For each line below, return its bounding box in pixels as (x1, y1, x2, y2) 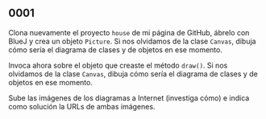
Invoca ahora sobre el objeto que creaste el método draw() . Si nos (8, 60, 228, 70)
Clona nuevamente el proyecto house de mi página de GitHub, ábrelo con (8, 27, 250, 37)
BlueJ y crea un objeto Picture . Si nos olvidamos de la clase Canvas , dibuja (8, 36, 256, 46)
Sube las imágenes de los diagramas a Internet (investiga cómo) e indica (8, 92, 250, 103)
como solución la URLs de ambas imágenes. (8, 101, 156, 111)
